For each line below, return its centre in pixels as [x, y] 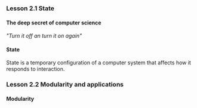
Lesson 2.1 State [30, 8]
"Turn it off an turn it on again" [44, 36]
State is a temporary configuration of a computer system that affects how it [98, 63]
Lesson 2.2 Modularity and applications [65, 85]
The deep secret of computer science [54, 23]
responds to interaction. [36, 69]
